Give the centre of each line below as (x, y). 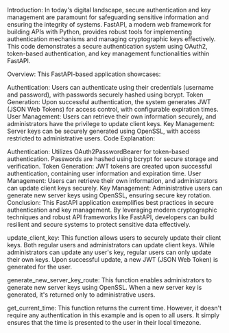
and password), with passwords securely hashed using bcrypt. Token (105, 95)
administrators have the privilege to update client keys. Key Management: (111, 124)
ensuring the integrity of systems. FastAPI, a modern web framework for (109, 24)
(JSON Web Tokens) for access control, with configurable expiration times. (113, 109)
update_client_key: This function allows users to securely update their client (114, 238)
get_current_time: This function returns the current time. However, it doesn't (114, 308)
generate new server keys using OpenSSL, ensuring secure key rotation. (109, 195)
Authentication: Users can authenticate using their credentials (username (110, 87)
